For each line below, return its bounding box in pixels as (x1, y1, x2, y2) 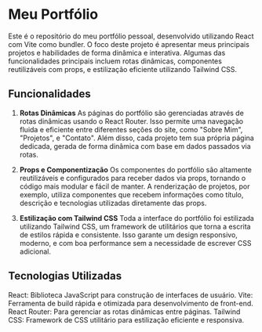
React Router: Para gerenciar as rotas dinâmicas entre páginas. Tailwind (8, 307, 241, 316)
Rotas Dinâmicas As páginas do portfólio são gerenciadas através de (19, 108, 245, 117)
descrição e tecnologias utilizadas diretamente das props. (19, 198, 207, 207)
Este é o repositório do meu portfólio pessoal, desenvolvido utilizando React (8, 31, 254, 41)
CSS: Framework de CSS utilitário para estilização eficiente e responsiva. (8, 315, 245, 324)
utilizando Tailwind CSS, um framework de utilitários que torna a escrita (19, 222, 251, 231)
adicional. (19, 247, 51, 256)
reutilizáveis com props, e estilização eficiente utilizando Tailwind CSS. (8, 64, 238, 74)
